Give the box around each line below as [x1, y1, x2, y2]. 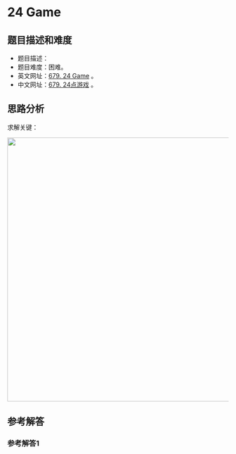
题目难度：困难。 [17, 63, 67, 71]
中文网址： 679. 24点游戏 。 [17, 80, 97, 89]
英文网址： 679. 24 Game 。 [17, 72, 98, 80]
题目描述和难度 [7, 34, 72, 46]
